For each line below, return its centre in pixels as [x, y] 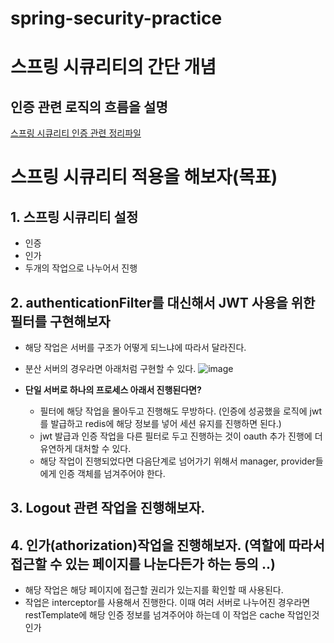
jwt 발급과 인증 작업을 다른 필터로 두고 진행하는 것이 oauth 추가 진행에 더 [181, 436]
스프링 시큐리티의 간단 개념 [113, 67]
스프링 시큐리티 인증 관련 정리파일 [76, 133]
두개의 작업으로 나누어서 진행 [81, 268]
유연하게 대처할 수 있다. [85, 448]
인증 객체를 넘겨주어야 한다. [112, 473]
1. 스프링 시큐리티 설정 [74, 217]
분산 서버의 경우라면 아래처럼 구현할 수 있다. [110, 368]
